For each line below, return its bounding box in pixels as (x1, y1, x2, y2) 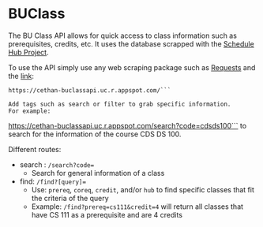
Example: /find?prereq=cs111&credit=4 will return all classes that (31, 202, 243, 211)
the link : (8, 71, 34, 80)
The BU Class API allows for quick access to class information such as (8, 31, 237, 40)
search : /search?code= (19, 159, 95, 169)
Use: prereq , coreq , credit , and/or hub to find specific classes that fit (31, 184, 255, 194)
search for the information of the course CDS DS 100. (8, 129, 182, 139)
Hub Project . (8, 47, 49, 57)
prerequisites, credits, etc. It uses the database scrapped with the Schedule (8, 39, 254, 48)
